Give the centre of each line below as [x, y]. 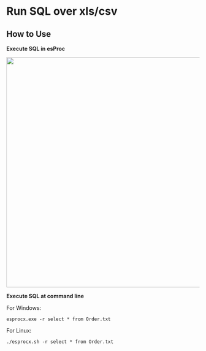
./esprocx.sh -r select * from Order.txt [60, 342]
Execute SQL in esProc [36, 48]
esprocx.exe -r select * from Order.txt [59, 319]
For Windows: [24, 308]
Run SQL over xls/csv [62, 11]
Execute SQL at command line [45, 296]
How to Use [29, 34]
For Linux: [19, 330]
